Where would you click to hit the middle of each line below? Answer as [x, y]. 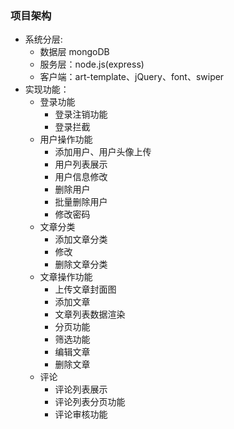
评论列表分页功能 [90, 402]
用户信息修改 [81, 177]
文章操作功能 [66, 277]
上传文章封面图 [85, 289]
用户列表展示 [81, 164]
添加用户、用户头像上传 [103, 152]
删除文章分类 [81, 264]
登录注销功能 [81, 114]
